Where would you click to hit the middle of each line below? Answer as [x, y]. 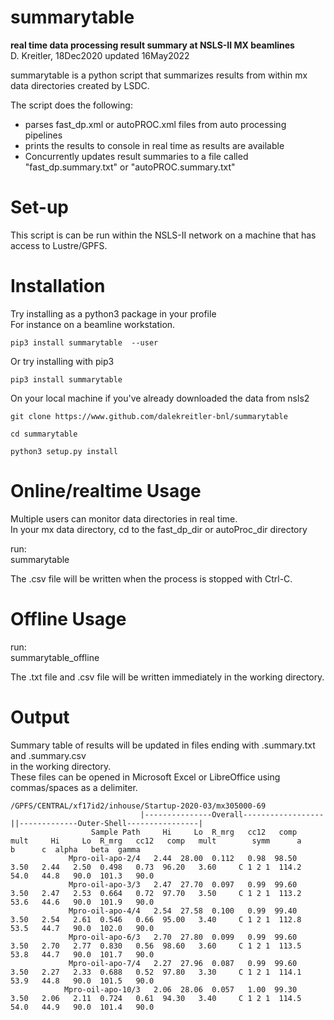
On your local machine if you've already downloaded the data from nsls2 [160, 398]
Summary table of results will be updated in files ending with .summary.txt [163, 745]
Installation [58, 286]
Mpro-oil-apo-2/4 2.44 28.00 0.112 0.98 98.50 [183, 858]
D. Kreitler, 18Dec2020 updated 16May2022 [100, 55]
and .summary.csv [48, 755]
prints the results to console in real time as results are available [154, 145]
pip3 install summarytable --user [84, 342]
